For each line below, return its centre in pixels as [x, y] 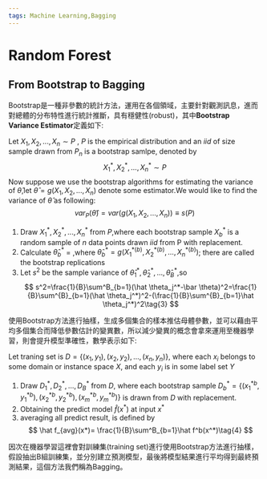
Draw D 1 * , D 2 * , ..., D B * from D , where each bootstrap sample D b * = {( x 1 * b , [140, 386]
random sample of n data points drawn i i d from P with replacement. [131, 242]
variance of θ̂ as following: [52, 200]
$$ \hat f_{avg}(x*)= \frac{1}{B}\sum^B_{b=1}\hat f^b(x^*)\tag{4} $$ [141, 430]
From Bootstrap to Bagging [77, 85]
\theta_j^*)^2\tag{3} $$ [141, 304]
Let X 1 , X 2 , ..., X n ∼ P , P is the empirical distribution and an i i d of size [122, 142]
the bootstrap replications [63, 263]
